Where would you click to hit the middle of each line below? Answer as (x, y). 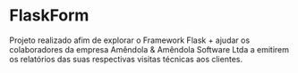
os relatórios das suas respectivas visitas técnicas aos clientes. (126, 59)
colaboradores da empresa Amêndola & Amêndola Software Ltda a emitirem (149, 49)
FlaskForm (49, 16)
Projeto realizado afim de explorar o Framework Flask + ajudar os (130, 40)
